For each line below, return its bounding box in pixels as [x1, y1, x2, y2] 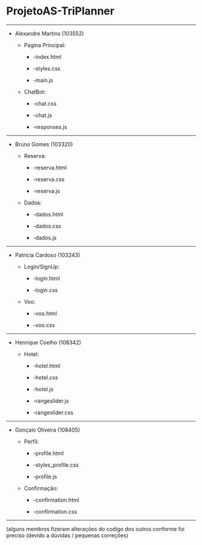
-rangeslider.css [32, 409, 74, 416]
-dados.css [32, 222, 61, 230]
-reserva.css [32, 175, 65, 183]
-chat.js [32, 112, 52, 119]
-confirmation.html [32, 496, 79, 503]
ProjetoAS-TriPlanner [6, 4, 115, 18]
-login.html [32, 274, 60, 282]
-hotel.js [32, 385, 54, 392]
